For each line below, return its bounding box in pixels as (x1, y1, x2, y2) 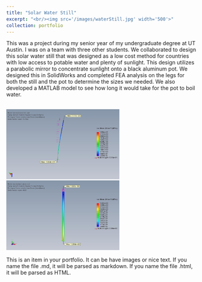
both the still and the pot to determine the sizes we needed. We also (6, 78, 175, 86)
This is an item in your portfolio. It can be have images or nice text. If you (6, 256, 187, 263)
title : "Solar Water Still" (6, 10, 77, 16)
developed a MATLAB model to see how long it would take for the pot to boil (6, 84, 195, 92)
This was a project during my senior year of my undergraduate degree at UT (6, 40, 196, 47)
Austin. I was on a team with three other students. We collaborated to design (6, 46, 197, 54)
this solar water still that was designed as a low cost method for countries (6, 52, 189, 60)
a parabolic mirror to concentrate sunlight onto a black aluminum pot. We (6, 65, 188, 72)
